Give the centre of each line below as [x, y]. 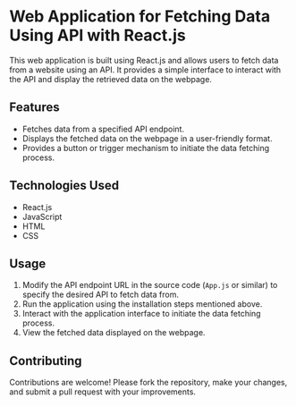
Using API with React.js [97, 35]
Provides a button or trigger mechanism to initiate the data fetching [146, 148]
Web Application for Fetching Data [140, 17]
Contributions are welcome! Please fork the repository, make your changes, [148, 383]
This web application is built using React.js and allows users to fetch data [144, 60]
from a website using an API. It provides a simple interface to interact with [145, 70]
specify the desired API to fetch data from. [100, 295]
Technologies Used [64, 186]
